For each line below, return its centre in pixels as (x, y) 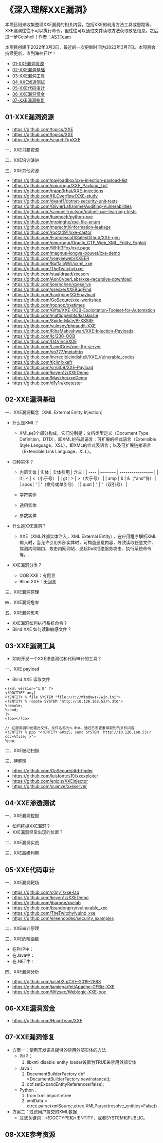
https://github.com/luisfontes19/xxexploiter (55, 776)
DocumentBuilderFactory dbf (56, 1074)
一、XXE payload (22, 669)
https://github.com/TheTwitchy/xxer (48, 268)
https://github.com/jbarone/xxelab (46, 903)
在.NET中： (23, 961)
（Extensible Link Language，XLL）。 (56, 451)
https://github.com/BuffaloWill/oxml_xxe (52, 263)
